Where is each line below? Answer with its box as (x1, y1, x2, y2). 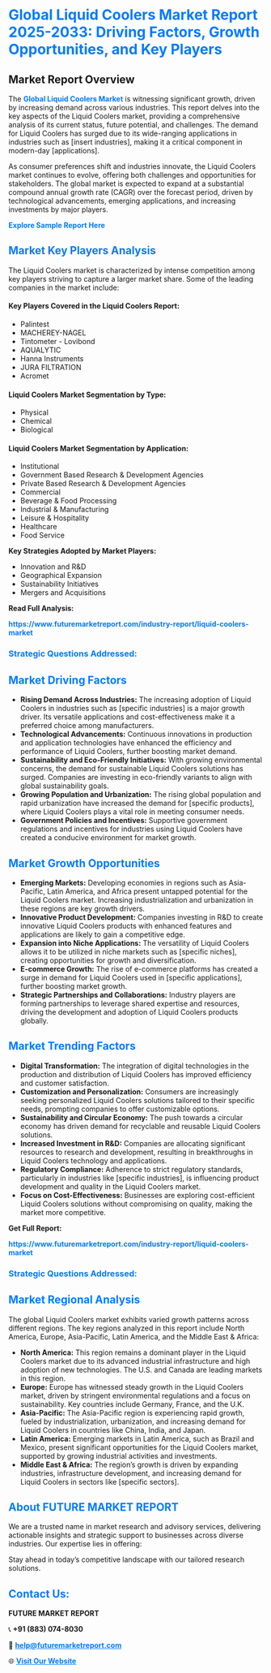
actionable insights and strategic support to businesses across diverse (8, 1530, 244, 1540)
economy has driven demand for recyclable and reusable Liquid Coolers (19, 1121, 261, 1131)
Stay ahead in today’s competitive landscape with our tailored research (8, 1554, 245, 1564)
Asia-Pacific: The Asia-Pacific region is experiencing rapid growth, (19, 1408, 245, 1417)
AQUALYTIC (19, 345, 61, 355)
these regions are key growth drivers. (19, 903, 146, 913)
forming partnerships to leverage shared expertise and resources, (19, 998, 240, 1008)
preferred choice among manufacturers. (19, 721, 155, 731)
